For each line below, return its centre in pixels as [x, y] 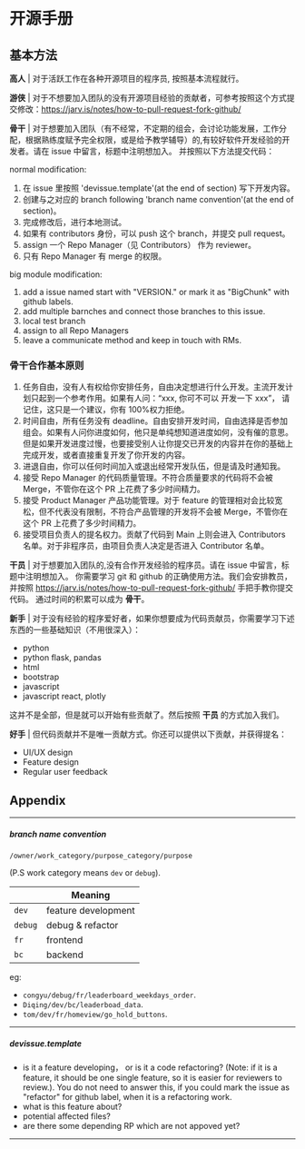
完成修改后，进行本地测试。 [74, 222]
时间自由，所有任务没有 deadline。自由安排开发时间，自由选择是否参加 [155, 421]
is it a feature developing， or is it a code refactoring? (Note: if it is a [150, 1067]
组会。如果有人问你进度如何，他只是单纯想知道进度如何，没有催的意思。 [157, 432]
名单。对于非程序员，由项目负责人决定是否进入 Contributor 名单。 [146, 546]
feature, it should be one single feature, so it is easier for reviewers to [152, 1078]
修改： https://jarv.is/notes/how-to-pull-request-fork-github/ [129, 109]
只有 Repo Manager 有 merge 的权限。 [94, 256]
